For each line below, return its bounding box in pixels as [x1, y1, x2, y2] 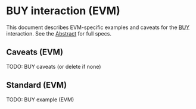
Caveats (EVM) [6, 47, 64, 57]
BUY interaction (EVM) [6, 4, 120, 18]
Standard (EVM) [6, 80, 67, 90]
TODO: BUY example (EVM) [6, 96, 74, 103]
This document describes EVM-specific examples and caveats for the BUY [6, 24, 190, 31]
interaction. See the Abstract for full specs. [6, 30, 112, 37]
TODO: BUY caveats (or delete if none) [6, 63, 101, 70]
